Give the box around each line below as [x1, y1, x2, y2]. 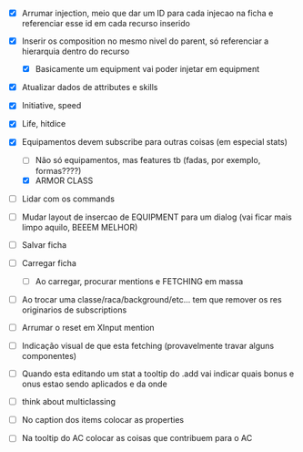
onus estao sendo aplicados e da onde [21, 378, 167, 390]
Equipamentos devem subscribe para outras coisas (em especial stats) [21, 137, 288, 148]
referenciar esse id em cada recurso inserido [21, 18, 190, 29]
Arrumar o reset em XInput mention [21, 322, 156, 333]
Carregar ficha [21, 257, 76, 268]
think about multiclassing [21, 396, 116, 407]
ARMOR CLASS [35, 175, 94, 186]
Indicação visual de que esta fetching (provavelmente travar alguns [21, 341, 275, 351]
